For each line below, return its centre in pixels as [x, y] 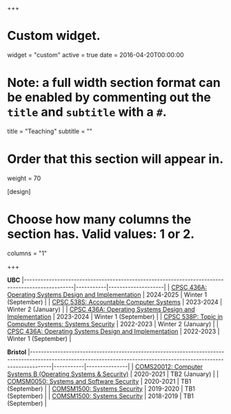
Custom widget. [54, 36]
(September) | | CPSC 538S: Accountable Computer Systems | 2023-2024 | [115, 302]
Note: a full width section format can [114, 83]
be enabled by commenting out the [109, 98]
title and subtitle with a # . [87, 112]
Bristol [17, 352]
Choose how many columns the [99, 219]
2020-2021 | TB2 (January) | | [176, 374]
